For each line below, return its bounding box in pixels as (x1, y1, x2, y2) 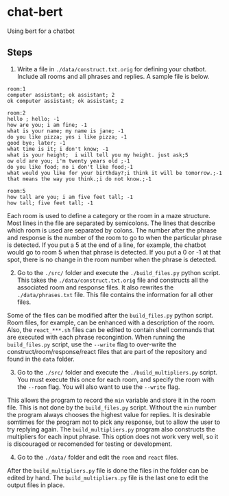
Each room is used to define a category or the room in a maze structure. (7, 211, 211, 220)
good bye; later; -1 (7, 139, 67, 146)
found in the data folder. (7, 355, 75, 363)
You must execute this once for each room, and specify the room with (16, 375, 215, 383)
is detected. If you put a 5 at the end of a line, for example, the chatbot (7, 241, 206, 249)
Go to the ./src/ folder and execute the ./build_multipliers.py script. (16, 368, 218, 376)
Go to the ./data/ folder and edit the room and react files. (16, 453, 179, 461)
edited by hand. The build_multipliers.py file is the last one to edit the (7, 473, 208, 482)
